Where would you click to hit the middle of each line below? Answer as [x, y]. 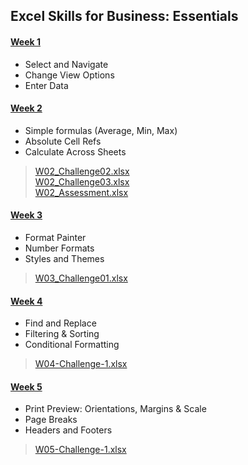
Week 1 [25, 41]
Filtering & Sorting [62, 334]
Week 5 [26, 386]
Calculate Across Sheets [75, 151]
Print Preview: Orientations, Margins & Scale [115, 409]
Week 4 [26, 301]
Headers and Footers [68, 430]
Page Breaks [51, 420]
